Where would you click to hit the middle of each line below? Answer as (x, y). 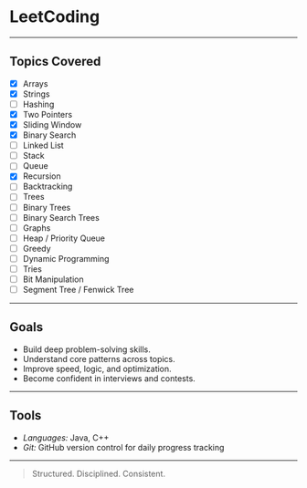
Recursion (42, 176)
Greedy (37, 248)
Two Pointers (48, 114)
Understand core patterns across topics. (99, 358)
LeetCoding (55, 17)
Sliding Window (52, 125)
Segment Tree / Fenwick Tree (78, 290)
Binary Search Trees (61, 217)
